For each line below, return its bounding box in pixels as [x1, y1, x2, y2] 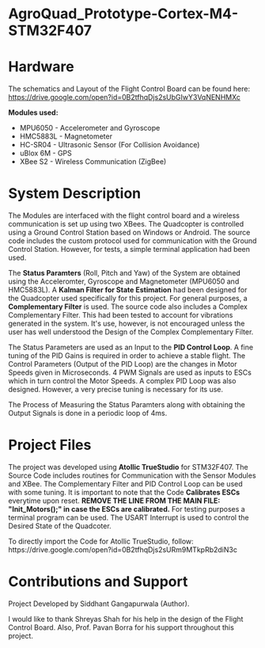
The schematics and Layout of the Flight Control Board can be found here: [8, 84, 251, 93]
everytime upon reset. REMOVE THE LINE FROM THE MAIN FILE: [8, 496, 221, 505]
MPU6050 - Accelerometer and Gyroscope [19, 124, 161, 133]
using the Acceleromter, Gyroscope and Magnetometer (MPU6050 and [8, 276, 240, 286]
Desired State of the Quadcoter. [8, 521, 112, 531]
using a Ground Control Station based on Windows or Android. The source [8, 227, 251, 238]
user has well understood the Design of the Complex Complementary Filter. [8, 327, 254, 337]
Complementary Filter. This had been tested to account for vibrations [8, 311, 233, 320]
